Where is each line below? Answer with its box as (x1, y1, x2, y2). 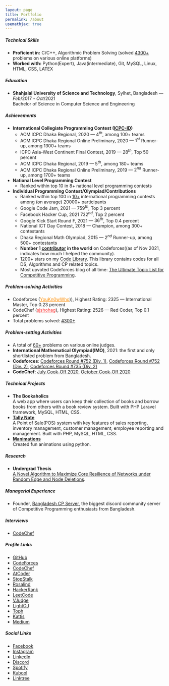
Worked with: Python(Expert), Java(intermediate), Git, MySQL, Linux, (12, 61, 157, 67)
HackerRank (12, 586, 38, 593)
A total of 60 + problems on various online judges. (12, 342, 116, 348)
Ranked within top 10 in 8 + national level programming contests (20, 183, 152, 189)
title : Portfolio (5, 12, 42, 17)
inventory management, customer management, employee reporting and (12, 425, 164, 431)
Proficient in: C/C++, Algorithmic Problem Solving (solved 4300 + (12, 50, 149, 56)
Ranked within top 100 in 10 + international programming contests (20, 194, 155, 200)
